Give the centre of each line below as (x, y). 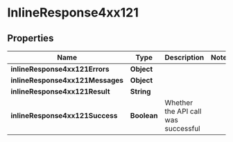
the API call (183, 111)
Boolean (144, 115)
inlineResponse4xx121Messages (67, 80)
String (140, 91)
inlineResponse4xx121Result (60, 91)
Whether (179, 103)
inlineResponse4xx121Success (64, 115)
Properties (31, 38)
